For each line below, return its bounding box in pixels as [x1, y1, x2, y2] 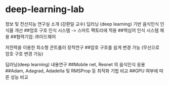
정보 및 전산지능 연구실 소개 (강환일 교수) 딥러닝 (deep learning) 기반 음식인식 [5, 21, 159, 27]
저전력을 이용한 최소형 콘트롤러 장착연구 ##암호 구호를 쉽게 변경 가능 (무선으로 [5, 44, 160, 50]
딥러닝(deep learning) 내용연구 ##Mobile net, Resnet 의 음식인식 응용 [5, 61, 145, 67]
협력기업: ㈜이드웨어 [16, 33, 56, 39]
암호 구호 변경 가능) [5, 51, 44, 57]
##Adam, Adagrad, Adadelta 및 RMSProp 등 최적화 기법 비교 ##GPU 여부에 [5, 67, 158, 74]
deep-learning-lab [5, 4, 85, 15]
